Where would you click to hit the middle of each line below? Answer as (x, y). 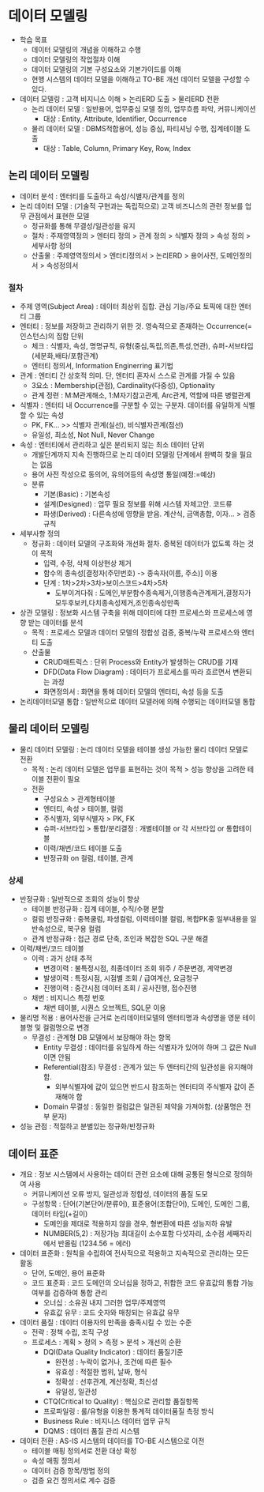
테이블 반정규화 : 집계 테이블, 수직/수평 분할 (98, 909)
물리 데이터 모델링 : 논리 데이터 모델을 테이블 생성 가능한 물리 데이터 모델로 (134, 749)
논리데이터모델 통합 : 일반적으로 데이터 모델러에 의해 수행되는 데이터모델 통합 (138, 702)
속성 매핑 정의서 (56, 1460)
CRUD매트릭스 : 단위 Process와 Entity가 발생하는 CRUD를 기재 (141, 662)
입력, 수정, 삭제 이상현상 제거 (87, 563)
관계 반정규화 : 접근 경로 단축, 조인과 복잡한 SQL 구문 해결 (120, 939)
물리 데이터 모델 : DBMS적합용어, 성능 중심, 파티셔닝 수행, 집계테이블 (137, 128)
